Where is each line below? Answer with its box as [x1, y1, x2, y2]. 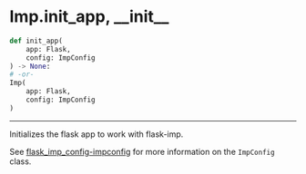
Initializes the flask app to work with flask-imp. [9, 129, 184, 140]
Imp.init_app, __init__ [9, 6, 169, 27]
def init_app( [9, 36, 64, 45]
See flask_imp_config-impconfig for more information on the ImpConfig [9, 146, 275, 157]
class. [9, 156, 32, 167]
